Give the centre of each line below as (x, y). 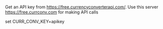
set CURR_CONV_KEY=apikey (35, 22)
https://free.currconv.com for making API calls (52, 12)
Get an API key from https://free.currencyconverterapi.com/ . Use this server (82, 7)
